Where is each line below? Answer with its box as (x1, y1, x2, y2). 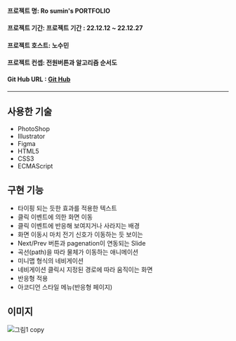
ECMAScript (17, 162, 53, 170)
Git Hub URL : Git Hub (7, 74, 71, 83)
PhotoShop (17, 125, 51, 133)
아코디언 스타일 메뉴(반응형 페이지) (17, 283, 113, 291)
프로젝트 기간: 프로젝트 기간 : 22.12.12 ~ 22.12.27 (7, 24, 143, 32)
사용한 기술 (7, 105, 53, 117)
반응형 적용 (17, 274, 48, 283)
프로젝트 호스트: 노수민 (7, 41, 70, 49)
